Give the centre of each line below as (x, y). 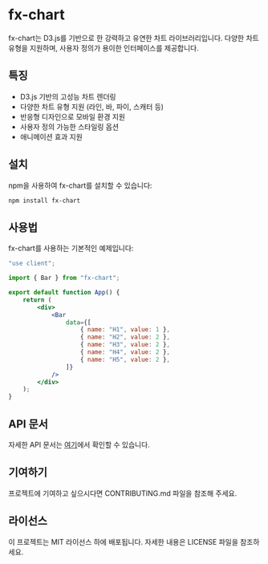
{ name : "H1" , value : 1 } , (125, 330)
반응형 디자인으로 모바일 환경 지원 (73, 116)
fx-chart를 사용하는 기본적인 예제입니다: (71, 248)
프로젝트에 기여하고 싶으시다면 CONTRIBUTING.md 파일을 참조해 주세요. (123, 493)
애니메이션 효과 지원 (51, 136)
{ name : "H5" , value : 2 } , (125, 359)
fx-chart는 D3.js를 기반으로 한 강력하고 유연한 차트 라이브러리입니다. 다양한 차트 (134, 38)
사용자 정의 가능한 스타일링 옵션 (69, 127)
